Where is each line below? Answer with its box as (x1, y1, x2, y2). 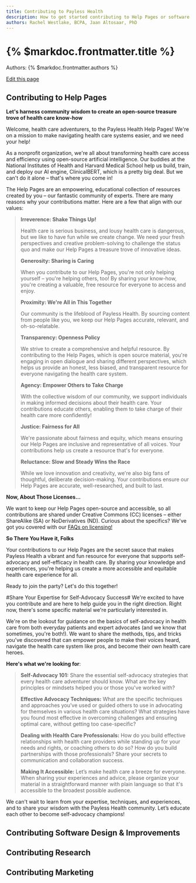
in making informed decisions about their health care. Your (20, 400, 162, 407)
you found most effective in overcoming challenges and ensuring (20, 714, 177, 722)
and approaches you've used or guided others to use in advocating (20, 702, 183, 709)
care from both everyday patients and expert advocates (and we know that (6, 624, 187, 631)
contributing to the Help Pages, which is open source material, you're (20, 351, 188, 358)
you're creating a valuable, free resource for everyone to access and (20, 281, 186, 288)
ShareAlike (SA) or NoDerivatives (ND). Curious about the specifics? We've (6, 517, 187, 525)
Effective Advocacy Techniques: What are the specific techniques (20, 696, 183, 703)
